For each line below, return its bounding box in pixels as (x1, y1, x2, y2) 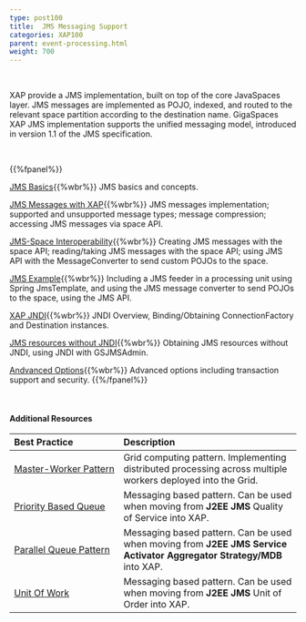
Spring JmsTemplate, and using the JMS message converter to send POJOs (9, 283, 294, 294)
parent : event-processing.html (9, 38, 128, 48)
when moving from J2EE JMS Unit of (123, 586, 282, 599)
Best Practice (14, 436, 74, 449)
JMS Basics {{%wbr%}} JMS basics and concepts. (9, 181, 199, 192)
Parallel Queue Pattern (14, 544, 111, 556)
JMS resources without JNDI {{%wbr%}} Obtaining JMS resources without (9, 338, 289, 349)
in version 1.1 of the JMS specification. (9, 128, 153, 139)
